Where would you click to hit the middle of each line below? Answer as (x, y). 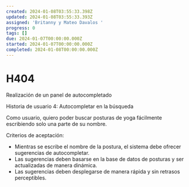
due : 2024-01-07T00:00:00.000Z (44, 39)
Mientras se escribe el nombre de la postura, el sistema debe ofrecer (98, 147)
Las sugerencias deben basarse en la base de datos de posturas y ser (99, 159)
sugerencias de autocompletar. (52, 152)
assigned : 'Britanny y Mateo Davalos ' (55, 22)
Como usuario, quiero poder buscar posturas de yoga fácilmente (84, 117)
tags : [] (17, 33)
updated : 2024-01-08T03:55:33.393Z (49, 17)
